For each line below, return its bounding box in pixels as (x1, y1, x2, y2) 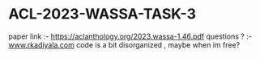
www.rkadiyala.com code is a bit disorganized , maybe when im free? (8, 39, 241, 49)
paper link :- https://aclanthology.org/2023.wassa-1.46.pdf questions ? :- (8, 31, 253, 41)
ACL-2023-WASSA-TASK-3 (8, 5, 197, 23)
